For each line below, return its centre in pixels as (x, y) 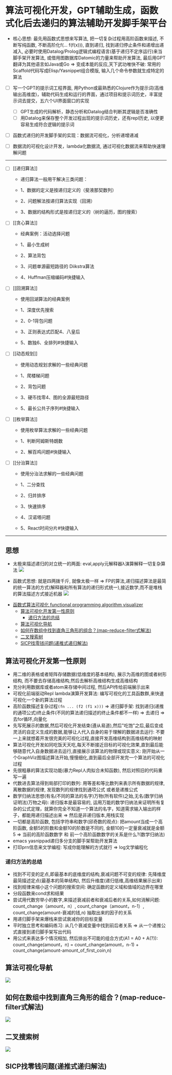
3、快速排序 (33, 506)
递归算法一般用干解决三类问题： (54, 179)
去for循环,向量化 (30, 719)
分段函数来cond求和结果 (38, 893)
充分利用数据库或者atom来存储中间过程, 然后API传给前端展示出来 (81, 687)
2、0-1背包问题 (36, 321)
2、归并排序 (33, 495)
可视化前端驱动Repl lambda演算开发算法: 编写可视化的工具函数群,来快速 (88, 694)
